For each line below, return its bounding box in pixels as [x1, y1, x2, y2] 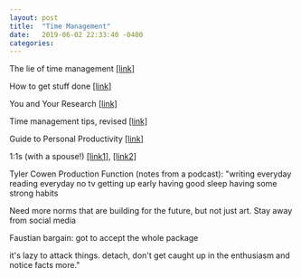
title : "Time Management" [9, 22, 111, 31]
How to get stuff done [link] [9, 81, 112, 91]
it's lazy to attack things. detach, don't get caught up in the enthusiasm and [9, 250, 291, 261]
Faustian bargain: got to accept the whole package [9, 233, 199, 244]
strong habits [9, 187, 59, 199]
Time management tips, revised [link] [9, 116, 148, 127]
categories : [9, 38, 54, 48]
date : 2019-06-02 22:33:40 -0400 [9, 30, 144, 39]
